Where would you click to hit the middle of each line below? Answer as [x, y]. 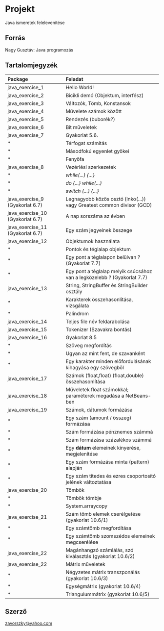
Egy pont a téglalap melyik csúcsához [109, 271]
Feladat [74, 79]
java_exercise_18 [27, 396]
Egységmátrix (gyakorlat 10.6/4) [103, 586]
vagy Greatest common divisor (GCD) [109, 205]
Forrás [15, 38]
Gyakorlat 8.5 [81, 337]
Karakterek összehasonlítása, [99, 299]
